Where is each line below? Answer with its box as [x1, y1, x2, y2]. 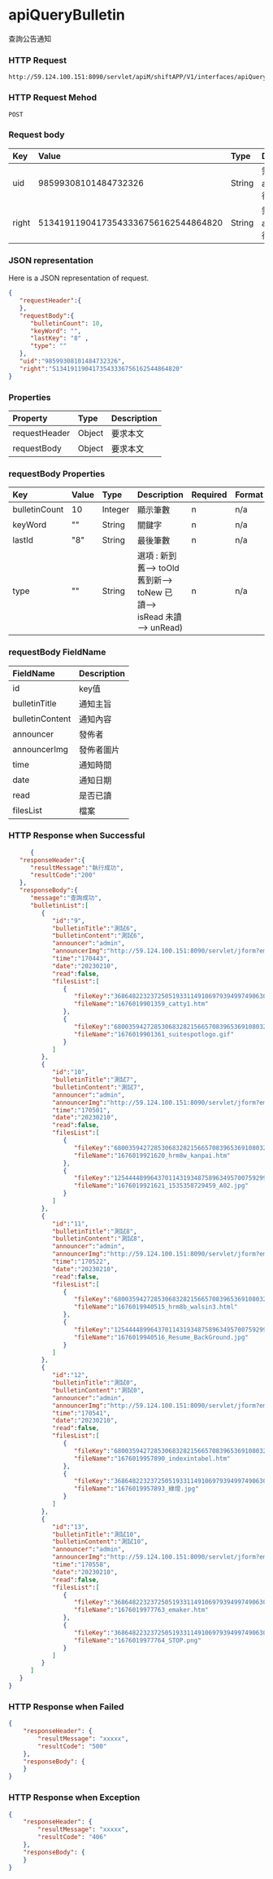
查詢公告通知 [8, 33, 51, 43]
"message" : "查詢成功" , [29, 894, 102, 902]
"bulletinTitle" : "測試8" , [51, 1227, 137, 1235]
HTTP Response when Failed [8, 1701, 124, 1712]
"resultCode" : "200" [29, 871, 96, 879]
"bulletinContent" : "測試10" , [51, 1538, 149, 1546]
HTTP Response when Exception [8, 1792, 141, 1803]
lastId [12, 535, 34, 546]
